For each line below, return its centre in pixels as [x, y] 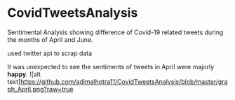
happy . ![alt [24, 74]
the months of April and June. [50, 39]
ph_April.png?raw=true [40, 89]
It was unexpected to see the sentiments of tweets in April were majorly [111, 66]
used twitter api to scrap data [50, 53]
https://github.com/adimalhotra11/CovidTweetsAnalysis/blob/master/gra [124, 81]
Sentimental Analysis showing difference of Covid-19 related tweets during [115, 32]
